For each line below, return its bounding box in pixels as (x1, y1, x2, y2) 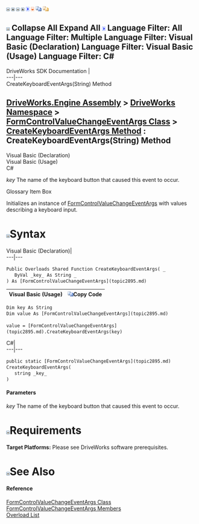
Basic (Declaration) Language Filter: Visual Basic (6, 42, 194, 52)
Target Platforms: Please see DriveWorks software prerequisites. (6, 444, 169, 451)
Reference (6, 485, 33, 492)
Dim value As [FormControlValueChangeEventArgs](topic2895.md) (6, 311, 169, 317)
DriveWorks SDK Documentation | (6, 67, 90, 74)
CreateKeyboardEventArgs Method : (6, 126, 147, 137)
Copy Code (73, 291, 103, 298)
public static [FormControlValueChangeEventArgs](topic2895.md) (6, 358, 171, 364)
